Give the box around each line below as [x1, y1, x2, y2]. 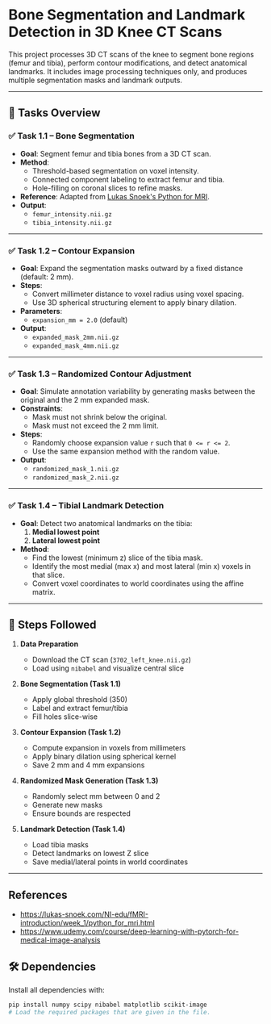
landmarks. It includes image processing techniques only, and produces [8, 66, 248, 76]
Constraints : [19, 403, 63, 413]
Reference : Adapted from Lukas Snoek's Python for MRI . [19, 191, 210, 201]
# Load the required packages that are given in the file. [8, 1008, 211, 1016]
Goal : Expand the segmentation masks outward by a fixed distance [19, 263, 244, 273]
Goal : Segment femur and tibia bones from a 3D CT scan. [19, 148, 211, 158]
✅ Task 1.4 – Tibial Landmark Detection [8, 500, 165, 512]
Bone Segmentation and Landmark [8, 6, 246, 24]
